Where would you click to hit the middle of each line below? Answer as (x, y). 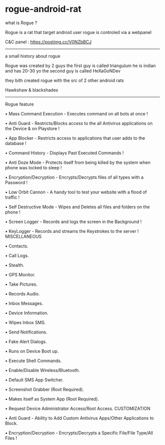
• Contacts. (17, 246)
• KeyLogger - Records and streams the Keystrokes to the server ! (72, 231)
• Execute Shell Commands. (33, 361)
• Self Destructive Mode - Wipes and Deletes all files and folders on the (77, 207)
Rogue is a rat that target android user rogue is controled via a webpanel (78, 32)
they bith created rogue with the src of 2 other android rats (65, 80)
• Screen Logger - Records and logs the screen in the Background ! (73, 222)
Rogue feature (20, 104)
